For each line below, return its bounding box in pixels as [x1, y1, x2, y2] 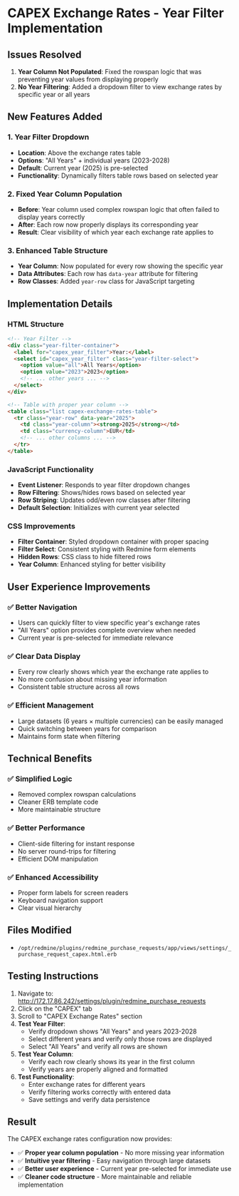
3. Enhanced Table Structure [7, 245, 108, 255]
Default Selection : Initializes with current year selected [17, 504, 180, 512]
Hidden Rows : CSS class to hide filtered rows [17, 553, 152, 561]
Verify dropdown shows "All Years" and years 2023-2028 [28, 1027, 197, 1036]
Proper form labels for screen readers [17, 889, 129, 896]
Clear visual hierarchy [17, 904, 82, 912]
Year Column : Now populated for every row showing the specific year [17, 262, 223, 270]
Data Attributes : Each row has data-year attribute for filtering [17, 270, 198, 278]
